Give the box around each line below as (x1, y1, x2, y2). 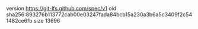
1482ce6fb (6, 17, 33, 24)
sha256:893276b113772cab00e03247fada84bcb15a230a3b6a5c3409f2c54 (6, 11, 193, 18)
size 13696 (33, 17, 60, 24)
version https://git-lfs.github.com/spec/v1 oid (6, 5, 117, 12)
